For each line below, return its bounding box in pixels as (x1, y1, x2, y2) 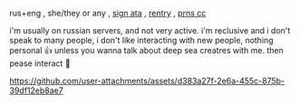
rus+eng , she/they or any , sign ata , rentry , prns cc (9, 8, 207, 18)
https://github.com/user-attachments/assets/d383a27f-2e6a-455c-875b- (9, 76, 285, 86)
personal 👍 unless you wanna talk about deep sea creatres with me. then (9, 45, 284, 55)
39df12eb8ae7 (9, 85, 63, 96)
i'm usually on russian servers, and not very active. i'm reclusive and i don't (9, 25, 291, 35)
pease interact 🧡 (9, 58, 71, 69)
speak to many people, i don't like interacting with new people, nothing (9, 35, 274, 45)
